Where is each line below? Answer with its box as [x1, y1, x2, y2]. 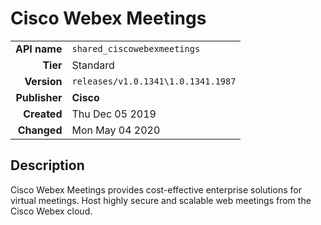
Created [23, 107, 63, 121]
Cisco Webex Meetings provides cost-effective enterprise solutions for [10, 183, 302, 196]
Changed [17, 123, 63, 137]
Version [24, 74, 63, 88]
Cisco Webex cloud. [10, 205, 93, 217]
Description [10, 157, 85, 174]
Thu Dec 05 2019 [71, 107, 157, 121]
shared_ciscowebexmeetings [71, 43, 201, 54]
